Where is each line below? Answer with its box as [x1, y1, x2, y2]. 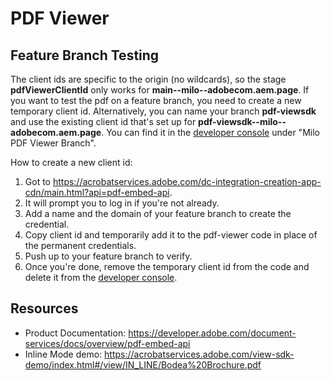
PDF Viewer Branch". [10, 137, 97, 149]
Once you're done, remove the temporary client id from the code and [24, 261, 310, 272]
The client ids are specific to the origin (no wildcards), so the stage [10, 73, 287, 85]
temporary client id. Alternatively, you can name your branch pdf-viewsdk [10, 105, 317, 117]
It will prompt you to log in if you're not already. [24, 197, 220, 209]
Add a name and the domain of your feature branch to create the [24, 208, 292, 219]
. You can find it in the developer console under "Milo [101, 127, 320, 138]
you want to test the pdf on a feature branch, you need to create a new [10, 95, 302, 106]
